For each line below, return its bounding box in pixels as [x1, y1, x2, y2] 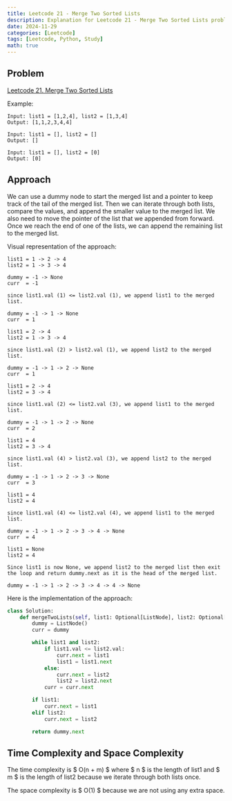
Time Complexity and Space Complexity [7, 747, 184, 759]
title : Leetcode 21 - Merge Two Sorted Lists [7, 10, 140, 17]
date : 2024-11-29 [7, 23, 57, 30]
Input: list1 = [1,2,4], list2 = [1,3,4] [7, 113, 128, 119]
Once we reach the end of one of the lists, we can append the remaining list [7, 222, 223, 230]
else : [43, 664, 60, 672]
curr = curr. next [43, 684, 95, 691]
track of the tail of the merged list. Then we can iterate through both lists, [7, 200, 215, 208]
